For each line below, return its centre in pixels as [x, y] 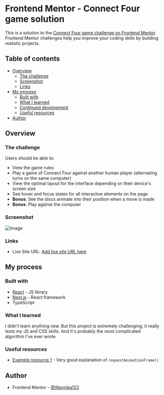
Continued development [44, 107]
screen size [24, 189]
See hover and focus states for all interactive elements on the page [80, 194]
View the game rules [33, 168]
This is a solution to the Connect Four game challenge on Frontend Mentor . [81, 33]
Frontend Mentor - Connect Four [73, 9]
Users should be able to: [30, 158]
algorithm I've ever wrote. [31, 337]
